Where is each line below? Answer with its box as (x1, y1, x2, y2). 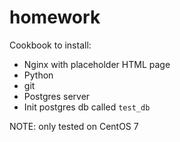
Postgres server (23, 90, 91, 102)
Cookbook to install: (9, 39, 92, 51)
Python (23, 69, 54, 81)
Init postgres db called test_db (23, 101, 151, 113)
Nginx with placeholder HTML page (23, 58, 171, 70)
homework (9, 6, 101, 29)
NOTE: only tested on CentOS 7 (9, 120, 139, 132)
